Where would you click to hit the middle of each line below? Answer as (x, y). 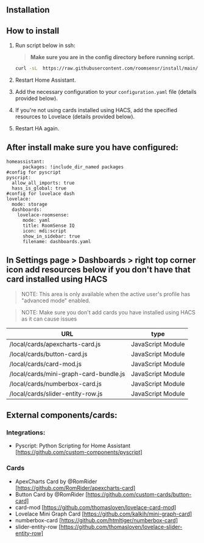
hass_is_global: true (39, 188)
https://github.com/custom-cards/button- (139, 494)
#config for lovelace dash (40, 193)
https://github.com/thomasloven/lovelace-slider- (121, 527)
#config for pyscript (34, 172)
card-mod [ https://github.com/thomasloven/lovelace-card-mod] (96, 507)
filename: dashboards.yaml (57, 241)
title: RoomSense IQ (48, 225)
